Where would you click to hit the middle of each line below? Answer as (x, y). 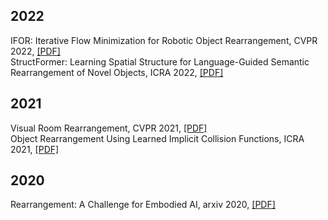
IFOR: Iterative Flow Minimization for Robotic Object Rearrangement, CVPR (164, 40)
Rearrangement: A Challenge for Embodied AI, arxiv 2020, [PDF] (143, 205)
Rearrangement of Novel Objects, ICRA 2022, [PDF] (117, 72)
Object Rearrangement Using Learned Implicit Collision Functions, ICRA (157, 138)
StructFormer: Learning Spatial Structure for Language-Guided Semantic (160, 61)
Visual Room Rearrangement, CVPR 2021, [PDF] (109, 128)
